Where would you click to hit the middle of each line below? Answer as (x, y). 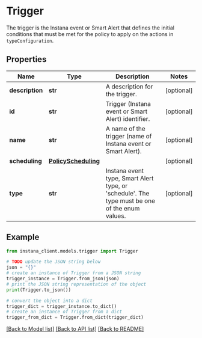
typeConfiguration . (30, 40)
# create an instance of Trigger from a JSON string (74, 273)
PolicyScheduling (74, 161)
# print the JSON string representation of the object (76, 284)
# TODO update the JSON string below (54, 262)
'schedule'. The (127, 193)
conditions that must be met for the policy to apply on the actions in (90, 34)
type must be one (130, 201)
